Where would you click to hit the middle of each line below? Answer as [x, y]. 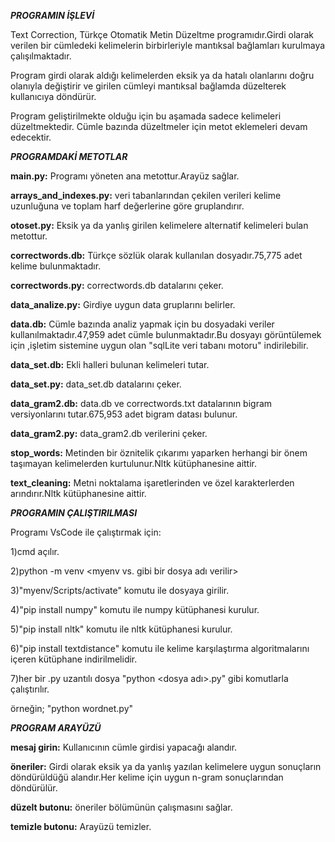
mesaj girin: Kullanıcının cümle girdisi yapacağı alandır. [124, 747]
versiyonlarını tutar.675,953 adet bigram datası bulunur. [124, 414]
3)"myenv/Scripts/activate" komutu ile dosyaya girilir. [120, 590]
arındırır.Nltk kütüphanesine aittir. [78, 493]
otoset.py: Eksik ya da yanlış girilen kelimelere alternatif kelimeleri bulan [159, 225]
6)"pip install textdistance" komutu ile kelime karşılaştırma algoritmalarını [160, 648]
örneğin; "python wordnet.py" [72, 708]
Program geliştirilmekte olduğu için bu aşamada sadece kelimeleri [146, 116]
